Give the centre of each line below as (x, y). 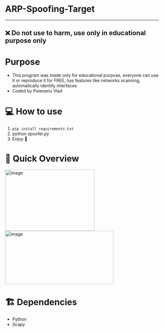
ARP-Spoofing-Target (50, 9)
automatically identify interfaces (44, 86)
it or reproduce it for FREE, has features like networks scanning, (76, 81)
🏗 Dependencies (41, 302)
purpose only (26, 41)
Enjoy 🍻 (20, 139)
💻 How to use (34, 112)
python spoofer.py (31, 134)
